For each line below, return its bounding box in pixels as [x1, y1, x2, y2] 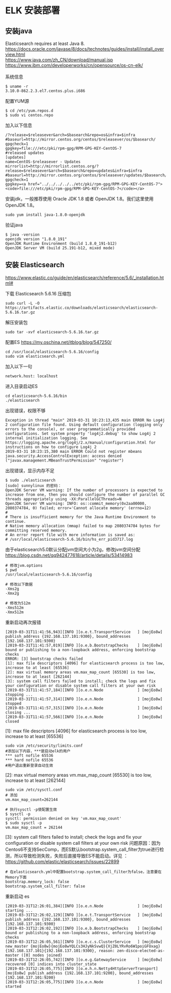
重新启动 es [5, 893, 30, 899]
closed [5, 719, 19, 724]
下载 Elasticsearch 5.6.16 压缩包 [5, 290, 71, 296]
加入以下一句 [5, 363, 32, 370]
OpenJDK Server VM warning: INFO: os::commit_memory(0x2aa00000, [5, 501, 147, 506]
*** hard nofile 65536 [5, 757, 53, 763]
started [5, 984, 22, 989]
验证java [5, 222, 23, 228]
